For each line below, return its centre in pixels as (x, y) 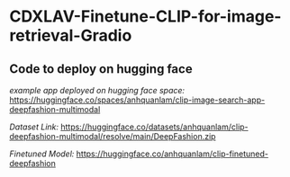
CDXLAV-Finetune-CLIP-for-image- (145, 17)
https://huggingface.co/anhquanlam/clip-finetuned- (172, 154)
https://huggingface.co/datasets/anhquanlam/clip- (154, 127)
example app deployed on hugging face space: (97, 90)
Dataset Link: (34, 127)
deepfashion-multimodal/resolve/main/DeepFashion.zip (113, 136)
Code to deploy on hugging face (101, 69)
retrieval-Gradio (71, 35)
